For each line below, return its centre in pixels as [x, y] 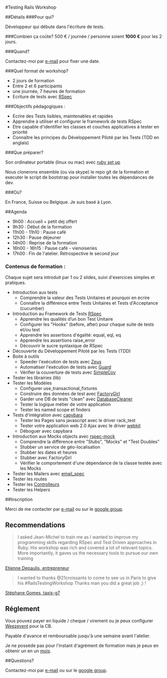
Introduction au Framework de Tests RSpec [57, 314]
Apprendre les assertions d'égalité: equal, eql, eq [70, 335]
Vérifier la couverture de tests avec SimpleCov [68, 372]
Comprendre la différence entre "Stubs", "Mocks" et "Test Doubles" [90, 442]
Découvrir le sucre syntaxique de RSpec [61, 346]
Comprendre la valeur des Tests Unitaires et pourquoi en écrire [85, 298]
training [25, 559]
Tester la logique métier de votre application [65, 404]
